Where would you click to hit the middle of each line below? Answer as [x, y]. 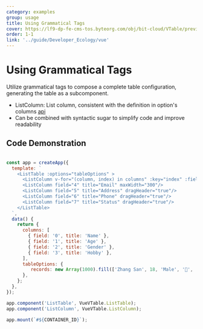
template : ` [27, 168]
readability [28, 124]
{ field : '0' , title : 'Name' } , [69, 236]
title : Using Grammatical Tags [46, 23]
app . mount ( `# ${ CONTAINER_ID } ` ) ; [47, 320]
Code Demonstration [46, 143]
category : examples [31, 12]
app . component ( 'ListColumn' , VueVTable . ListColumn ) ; [74, 309]
